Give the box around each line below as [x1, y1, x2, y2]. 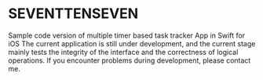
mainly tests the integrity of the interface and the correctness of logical [8, 47, 239, 56]
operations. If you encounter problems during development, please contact [8, 56, 251, 65]
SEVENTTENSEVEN [8, 5, 139, 23]
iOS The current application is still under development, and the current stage [8, 38, 256, 48]
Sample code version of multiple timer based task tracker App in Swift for [8, 31, 246, 40]
